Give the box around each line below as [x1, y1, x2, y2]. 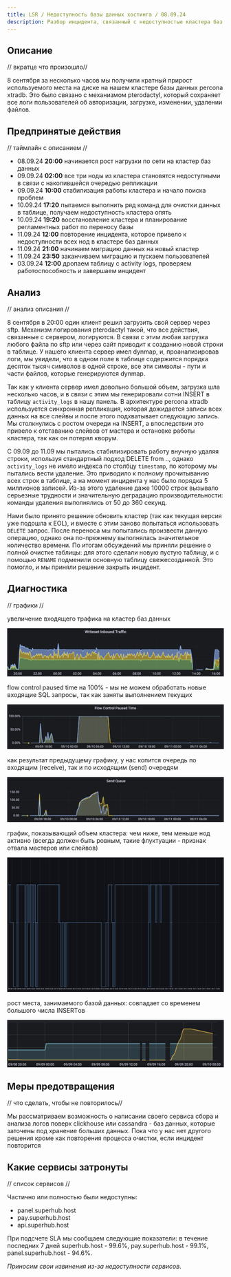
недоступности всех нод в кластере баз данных [16, 237, 159, 246]
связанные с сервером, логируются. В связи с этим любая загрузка [7, 332, 208, 341]
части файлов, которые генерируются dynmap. [7, 369, 146, 378]
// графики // [7, 601, 44, 609]
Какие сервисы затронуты [7, 1161, 129, 1173]
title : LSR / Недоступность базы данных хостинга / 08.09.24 [7, 11, 186, 18]
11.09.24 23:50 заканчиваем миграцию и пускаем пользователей [16, 252, 210, 261]
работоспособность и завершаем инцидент [16, 267, 146, 275]
